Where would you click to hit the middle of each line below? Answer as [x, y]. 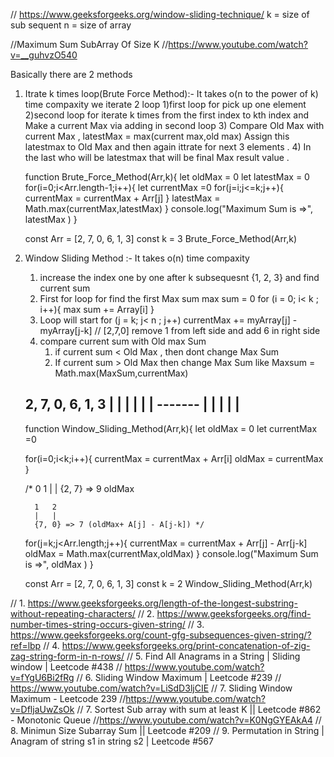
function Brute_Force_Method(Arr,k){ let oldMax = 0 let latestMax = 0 [167, 177]
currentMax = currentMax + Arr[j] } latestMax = [122, 198]
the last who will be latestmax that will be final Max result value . [157, 157]
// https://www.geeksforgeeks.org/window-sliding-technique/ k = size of [160, 14]
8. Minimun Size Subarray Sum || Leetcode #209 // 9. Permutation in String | [167, 730]
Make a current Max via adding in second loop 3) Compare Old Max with [174, 125]
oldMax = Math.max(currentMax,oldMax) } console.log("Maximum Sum [171, 553]
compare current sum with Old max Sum [123, 341]
